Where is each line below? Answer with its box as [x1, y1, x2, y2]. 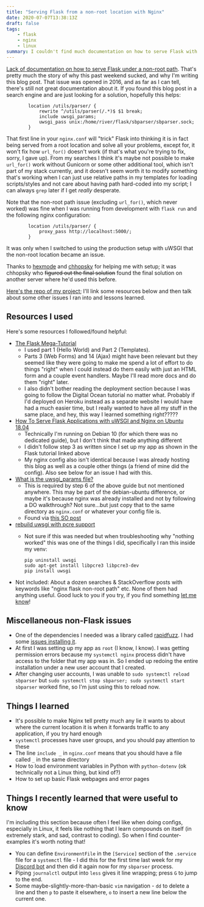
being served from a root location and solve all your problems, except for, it [6, 141, 195, 149]
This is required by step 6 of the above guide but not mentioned [24, 482, 185, 489]
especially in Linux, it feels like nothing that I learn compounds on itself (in [6, 825, 192, 832]
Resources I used [6, 312, 73, 322]
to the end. [15, 876, 43, 883]
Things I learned [6, 701, 69, 711]
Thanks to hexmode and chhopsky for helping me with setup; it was [6, 262, 177, 270]
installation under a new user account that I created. [15, 664, 146, 671]
